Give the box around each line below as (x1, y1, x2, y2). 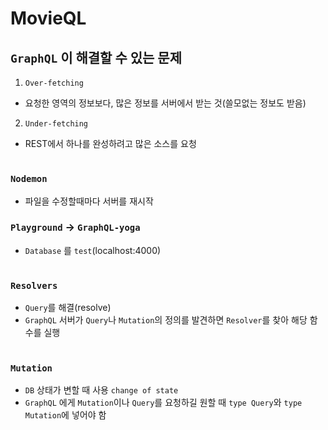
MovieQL (10, 7, 87, 30)
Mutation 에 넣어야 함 (24, 408, 107, 421)
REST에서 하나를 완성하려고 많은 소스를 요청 (24, 138, 197, 149)
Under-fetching (24, 119, 89, 129)
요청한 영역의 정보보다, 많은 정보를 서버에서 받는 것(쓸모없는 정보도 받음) (24, 97, 307, 109)
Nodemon (10, 173, 48, 185)
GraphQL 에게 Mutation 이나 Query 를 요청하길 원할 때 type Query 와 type (24, 396, 303, 408)
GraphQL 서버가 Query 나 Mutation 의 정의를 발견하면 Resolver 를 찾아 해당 (24, 314, 308, 326)
